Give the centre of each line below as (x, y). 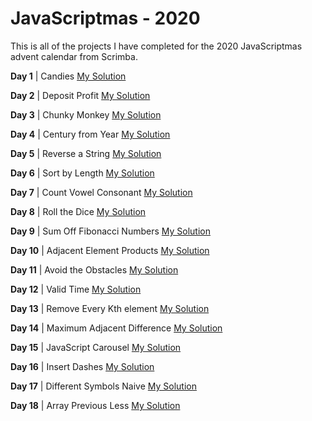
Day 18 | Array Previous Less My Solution (95, 405)
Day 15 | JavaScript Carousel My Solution (96, 347)
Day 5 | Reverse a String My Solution (86, 153)
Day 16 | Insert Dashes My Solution (82, 366)
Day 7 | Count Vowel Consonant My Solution (101, 192)
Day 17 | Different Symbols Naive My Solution (103, 386)
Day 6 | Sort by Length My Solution (82, 173)
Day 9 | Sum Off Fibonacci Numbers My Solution (110, 231)
